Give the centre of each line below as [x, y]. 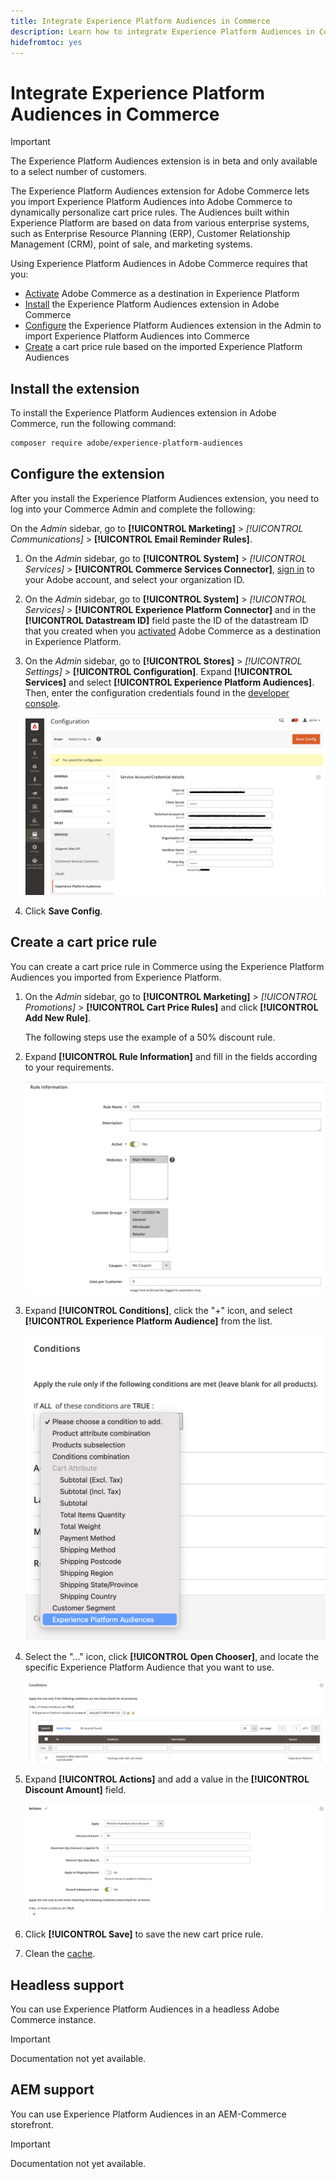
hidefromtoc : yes [46, 42]
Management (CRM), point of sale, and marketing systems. [131, 244]
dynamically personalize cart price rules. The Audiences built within [150, 212]
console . [42, 703]
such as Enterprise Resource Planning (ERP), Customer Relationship [150, 234]
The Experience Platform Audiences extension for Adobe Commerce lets [160, 191]
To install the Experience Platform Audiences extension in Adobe [143, 413]
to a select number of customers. [79, 172]
